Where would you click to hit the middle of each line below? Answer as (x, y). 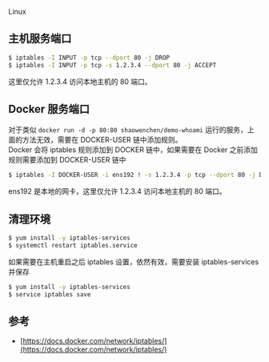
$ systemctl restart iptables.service (73, 245)
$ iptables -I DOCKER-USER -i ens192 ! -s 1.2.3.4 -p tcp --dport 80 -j (132, 175)
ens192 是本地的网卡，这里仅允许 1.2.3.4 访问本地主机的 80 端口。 (117, 191)
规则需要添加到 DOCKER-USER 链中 (67, 160)
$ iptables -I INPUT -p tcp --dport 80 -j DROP (89, 58)
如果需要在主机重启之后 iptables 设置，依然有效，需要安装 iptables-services (134, 261)
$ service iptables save (50, 294)
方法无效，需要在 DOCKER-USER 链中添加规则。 (102, 140)
